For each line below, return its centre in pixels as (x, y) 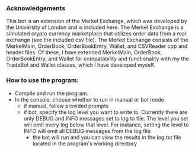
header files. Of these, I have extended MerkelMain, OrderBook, (84, 53)
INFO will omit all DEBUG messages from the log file (87, 131)
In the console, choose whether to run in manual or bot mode (89, 99)
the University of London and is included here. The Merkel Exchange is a (95, 27)
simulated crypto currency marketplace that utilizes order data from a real (96, 34)
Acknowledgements (36, 8)
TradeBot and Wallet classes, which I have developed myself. (81, 65)
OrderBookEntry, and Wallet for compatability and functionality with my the (97, 59)
